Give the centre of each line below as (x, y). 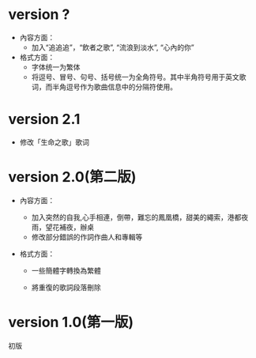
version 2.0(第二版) (72, 177)
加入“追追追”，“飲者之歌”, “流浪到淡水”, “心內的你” (113, 47)
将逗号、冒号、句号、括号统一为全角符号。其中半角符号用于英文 (135, 77)
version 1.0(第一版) (71, 322)
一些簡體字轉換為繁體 (66, 270)
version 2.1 (44, 119)
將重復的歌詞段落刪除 (66, 287)
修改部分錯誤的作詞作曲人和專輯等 (87, 237)
